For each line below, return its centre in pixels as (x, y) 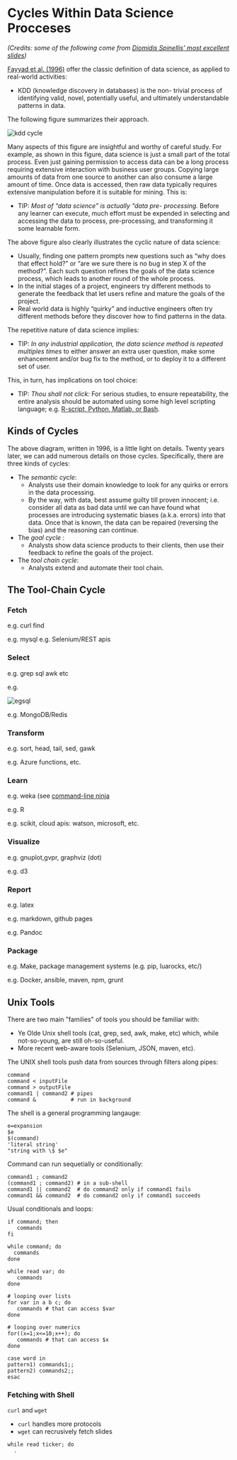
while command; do (34, 1247)
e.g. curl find (26, 625)
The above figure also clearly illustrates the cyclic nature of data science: (114, 242)
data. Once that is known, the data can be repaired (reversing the (123, 522)
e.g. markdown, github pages (50, 918)
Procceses (39, 28)
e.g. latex (21, 905)
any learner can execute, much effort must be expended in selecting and (123, 213)
